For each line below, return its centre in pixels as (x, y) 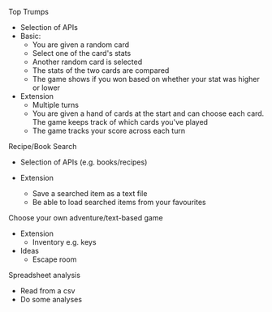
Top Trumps (28, 12)
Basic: (30, 36)
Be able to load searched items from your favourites (119, 202)
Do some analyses (51, 299)
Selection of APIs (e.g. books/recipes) (84, 162)
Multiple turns (56, 105)
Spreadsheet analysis (45, 275)
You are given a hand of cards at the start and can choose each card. (148, 113)
